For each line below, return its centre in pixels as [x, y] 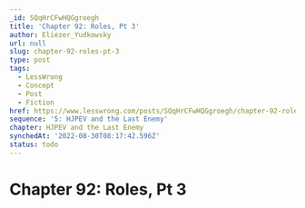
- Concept [36, 85]
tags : [20, 69]
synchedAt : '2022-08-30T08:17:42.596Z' [85, 136]
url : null [28, 43]
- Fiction [36, 102]
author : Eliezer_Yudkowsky [60, 35]
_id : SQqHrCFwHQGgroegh [54, 18]
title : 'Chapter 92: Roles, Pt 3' [75, 26]
